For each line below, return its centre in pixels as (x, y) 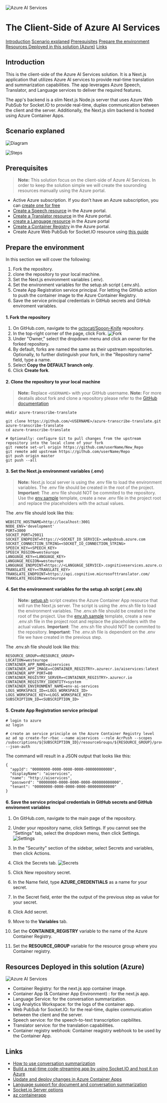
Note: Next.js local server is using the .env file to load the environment (90, 482)
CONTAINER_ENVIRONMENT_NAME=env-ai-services (52, 686)
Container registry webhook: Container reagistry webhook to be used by (87, 1031)
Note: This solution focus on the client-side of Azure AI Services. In (86, 180)
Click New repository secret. (42, 872)
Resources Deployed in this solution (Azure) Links (56, 47)
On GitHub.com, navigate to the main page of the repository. (74, 818)
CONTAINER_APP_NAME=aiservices (38, 665)
